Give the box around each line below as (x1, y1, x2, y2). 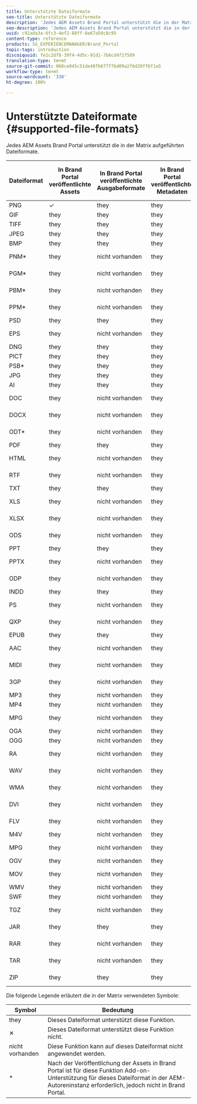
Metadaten (156, 187, 188, 195)
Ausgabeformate (96, 184, 145, 192)
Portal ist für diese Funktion (47, 1066, 124, 1074)
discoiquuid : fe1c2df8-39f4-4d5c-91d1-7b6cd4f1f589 (6, 52, 135, 58)
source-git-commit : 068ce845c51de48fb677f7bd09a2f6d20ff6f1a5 (6, 63, 161, 69)
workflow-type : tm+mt (6, 69, 59, 74)
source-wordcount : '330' (6, 74, 67, 80)
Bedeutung (101, 1005, 134, 1014)
